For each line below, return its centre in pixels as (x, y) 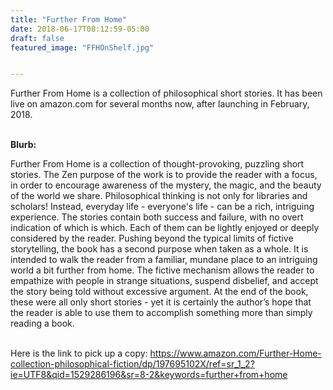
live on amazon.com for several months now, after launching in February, (160, 104)
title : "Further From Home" (69, 19)
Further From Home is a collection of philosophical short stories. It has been (166, 93)
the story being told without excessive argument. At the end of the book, (159, 292)
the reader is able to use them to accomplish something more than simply (161, 313)
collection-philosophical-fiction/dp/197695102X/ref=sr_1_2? (132, 364)
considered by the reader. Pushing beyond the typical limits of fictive (152, 238)
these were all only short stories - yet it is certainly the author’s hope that (161, 302)
